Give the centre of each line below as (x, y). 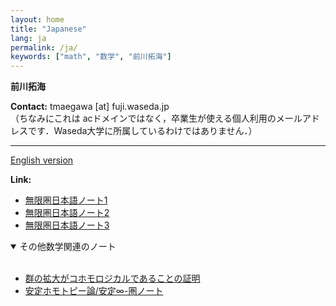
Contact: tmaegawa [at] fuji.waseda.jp (90, 107)
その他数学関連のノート (68, 247)
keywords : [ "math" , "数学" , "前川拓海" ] (91, 57)
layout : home (37, 19)
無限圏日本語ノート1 (66, 200)
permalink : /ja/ (44, 47)
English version (42, 160)
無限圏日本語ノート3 (67, 225)
